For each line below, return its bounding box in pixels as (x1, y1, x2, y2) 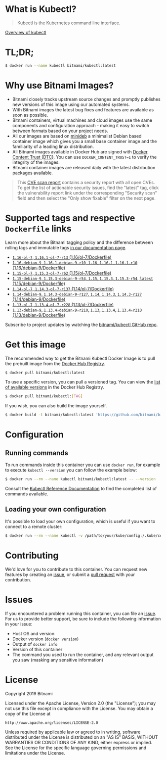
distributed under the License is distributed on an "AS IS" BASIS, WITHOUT (5, 734, 158, 740)
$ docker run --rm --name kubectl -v (5, 533, 83, 538)
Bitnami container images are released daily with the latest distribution (12, 164, 156, 170)
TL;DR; (5, 47, 34, 58)
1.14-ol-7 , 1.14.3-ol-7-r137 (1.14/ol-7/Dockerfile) (12, 285, 114, 291)
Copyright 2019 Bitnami (5, 690, 53, 696)
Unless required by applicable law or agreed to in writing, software (5, 729, 141, 735)
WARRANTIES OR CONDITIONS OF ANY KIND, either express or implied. (5, 739, 152, 745)
